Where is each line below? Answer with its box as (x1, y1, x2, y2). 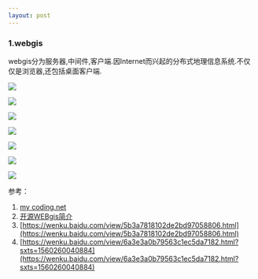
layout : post (8, 11, 51, 20)
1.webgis (8, 37, 43, 48)
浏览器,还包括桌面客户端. (21, 66, 102, 76)
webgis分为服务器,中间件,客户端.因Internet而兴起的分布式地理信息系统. (8, 56, 238, 65)
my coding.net (19, 202, 67, 211)
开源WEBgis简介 (19, 211, 73, 221)
